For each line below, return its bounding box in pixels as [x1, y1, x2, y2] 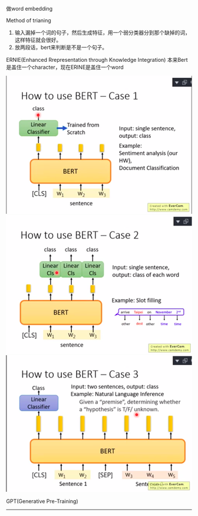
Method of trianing [6, 17, 51, 24]
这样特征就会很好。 [14, 37, 62, 43]
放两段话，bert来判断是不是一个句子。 [14, 44, 108, 51]
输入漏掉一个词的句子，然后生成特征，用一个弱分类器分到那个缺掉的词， [14, 29, 190, 36]
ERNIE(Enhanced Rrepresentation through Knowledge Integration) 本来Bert [6, 57, 188, 63]
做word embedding [6, 5, 53, 12]
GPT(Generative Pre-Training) [6, 498, 78, 505]
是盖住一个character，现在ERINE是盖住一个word [6, 64, 124, 71]
